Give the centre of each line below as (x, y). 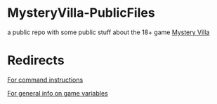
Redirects (36, 60)
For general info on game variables (58, 93)
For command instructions (45, 80)
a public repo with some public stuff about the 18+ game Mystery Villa (108, 32)
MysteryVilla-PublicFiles (81, 13)
